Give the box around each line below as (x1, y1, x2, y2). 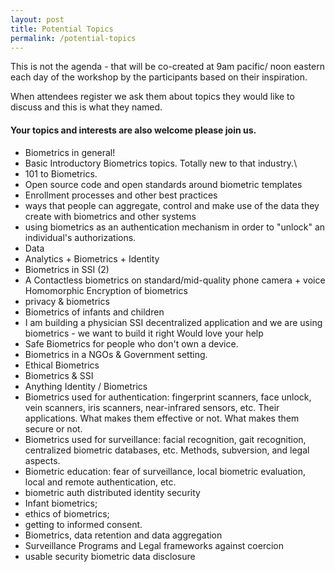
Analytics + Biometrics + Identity (24, 252, 160, 265)
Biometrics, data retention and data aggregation (24, 529, 223, 541)
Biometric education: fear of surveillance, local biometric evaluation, (24, 465, 307, 477)
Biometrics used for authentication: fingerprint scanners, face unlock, (24, 391, 312, 403)
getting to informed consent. (24, 518, 143, 530)
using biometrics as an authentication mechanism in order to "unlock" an (24, 221, 326, 233)
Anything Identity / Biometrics (24, 380, 148, 392)
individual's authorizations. (24, 231, 137, 243)
